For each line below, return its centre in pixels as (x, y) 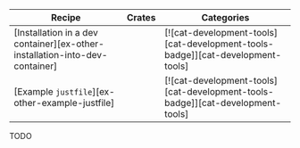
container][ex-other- (59, 44)
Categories (225, 17)
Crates (141, 17)
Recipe (66, 17)
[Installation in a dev (56, 33)
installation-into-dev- (61, 55)
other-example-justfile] (64, 103)
